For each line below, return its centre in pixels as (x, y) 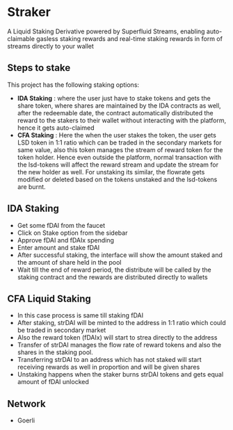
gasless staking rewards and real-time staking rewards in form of (129, 38)
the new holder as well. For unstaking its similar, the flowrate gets (111, 172)
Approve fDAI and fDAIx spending (66, 240)
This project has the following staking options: (73, 85)
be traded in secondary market (62, 330)
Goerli (26, 420)
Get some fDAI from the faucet (61, 225)
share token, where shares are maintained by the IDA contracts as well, (119, 106)
